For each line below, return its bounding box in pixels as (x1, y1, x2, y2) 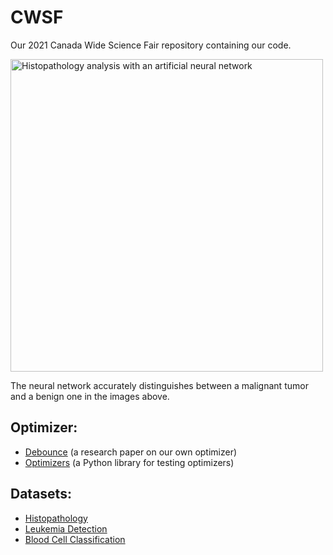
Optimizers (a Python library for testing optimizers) (24, 456, 235, 468)
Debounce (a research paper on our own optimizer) (24, 446, 238, 458)
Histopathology (24, 512, 88, 524)
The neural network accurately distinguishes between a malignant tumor (10, 379, 309, 391)
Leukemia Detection (24, 522, 108, 535)
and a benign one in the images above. (10, 390, 170, 402)
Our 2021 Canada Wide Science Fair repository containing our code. (10, 39, 292, 51)
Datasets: (10, 486, 72, 503)
